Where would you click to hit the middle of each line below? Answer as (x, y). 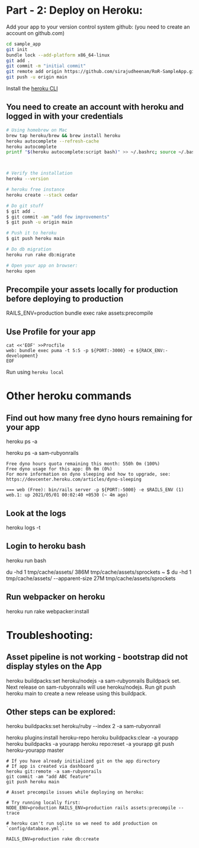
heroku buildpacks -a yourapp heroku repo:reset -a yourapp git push (90, 744)
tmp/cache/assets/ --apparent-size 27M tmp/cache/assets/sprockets (91, 578)
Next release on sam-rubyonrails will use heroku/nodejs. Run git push (91, 687)
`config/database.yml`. (36, 829)
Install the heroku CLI (32, 88)
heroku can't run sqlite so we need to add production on (85, 824)
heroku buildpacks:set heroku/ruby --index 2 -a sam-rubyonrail (84, 726)
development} (22, 356)
